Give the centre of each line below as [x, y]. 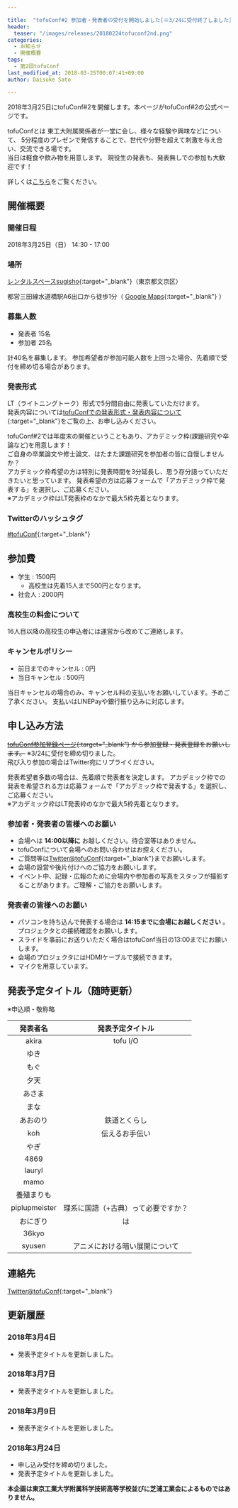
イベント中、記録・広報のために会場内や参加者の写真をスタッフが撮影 [120, 876]
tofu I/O [126, 1041]
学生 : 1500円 [37, 577]
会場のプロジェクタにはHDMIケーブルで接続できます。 [96, 957]
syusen [34, 1246]
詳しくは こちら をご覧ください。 [54, 181]
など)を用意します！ [42, 445]
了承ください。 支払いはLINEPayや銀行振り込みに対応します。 [98, 701]
